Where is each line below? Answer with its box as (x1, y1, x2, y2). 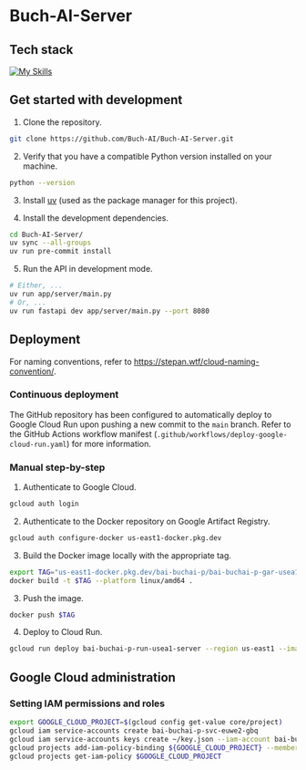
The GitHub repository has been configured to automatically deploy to (9, 409, 272, 420)
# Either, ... (9, 281, 64, 290)
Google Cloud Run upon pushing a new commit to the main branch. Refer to (9, 419, 291, 430)
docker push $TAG (9, 610, 76, 619)
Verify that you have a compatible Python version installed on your (22, 151, 272, 161)
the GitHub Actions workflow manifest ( (9, 428, 158, 439)
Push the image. (22, 592, 84, 603)
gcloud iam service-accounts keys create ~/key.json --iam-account (9, 734, 271, 744)
